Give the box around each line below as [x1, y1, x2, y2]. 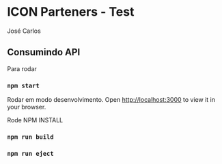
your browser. [7, 103, 46, 111]
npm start [7, 81, 40, 90]
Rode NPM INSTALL [7, 116, 64, 124]
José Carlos [7, 27, 41, 35]
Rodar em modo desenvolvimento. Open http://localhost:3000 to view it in [7, 96, 215, 104]
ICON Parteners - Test [7, 4, 135, 20]
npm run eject [7, 150, 54, 157]
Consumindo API [7, 46, 81, 58]
